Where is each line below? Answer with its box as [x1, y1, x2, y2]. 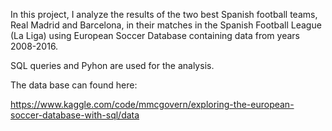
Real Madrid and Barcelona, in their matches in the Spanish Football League [10, 19, 322, 31]
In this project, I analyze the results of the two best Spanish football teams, [10, 9, 318, 20]
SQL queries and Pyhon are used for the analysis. [10, 60, 215, 71]
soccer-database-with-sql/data [10, 109, 140, 121]
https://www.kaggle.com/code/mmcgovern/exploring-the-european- [10, 99, 295, 110]
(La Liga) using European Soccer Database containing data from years [10, 30, 300, 41]
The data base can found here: [10, 79, 138, 91]
